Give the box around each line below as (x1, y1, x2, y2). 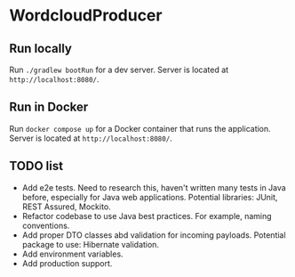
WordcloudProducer (9, 5, 163, 26)
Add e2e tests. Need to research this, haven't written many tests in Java (21, 182, 286, 192)
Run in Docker (9, 100, 89, 115)
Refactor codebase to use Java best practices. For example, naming (21, 210, 273, 221)
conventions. (21, 220, 70, 231)
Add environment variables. (21, 248, 124, 259)
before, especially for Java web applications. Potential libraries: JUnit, (21, 191, 278, 202)
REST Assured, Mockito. (21, 201, 111, 212)
